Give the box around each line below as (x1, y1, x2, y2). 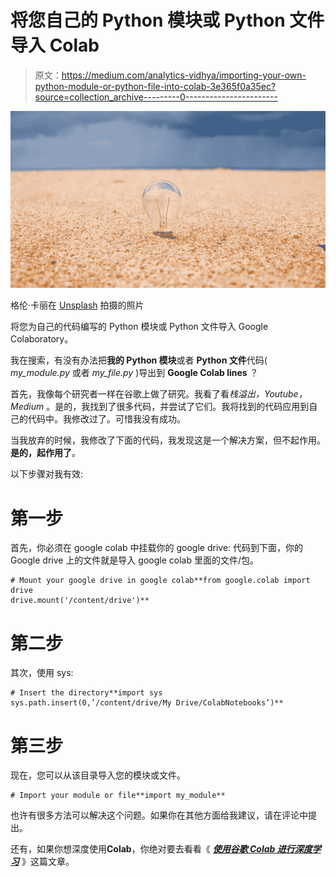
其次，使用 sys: (10, 667, 74, 679)
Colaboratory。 (10, 333, 74, 345)
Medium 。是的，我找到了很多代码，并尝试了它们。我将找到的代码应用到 (10, 401, 310, 413)
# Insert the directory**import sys (10, 688, 163, 698)
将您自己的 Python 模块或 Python (10, 9, 286, 32)
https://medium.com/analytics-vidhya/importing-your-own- (61, 69, 307, 81)
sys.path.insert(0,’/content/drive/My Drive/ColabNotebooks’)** (10, 698, 284, 708)
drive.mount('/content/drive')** (10, 596, 150, 606)
